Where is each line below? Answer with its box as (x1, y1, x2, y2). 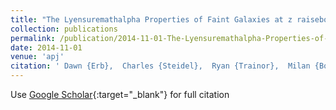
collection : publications (10, 24, 118, 34)
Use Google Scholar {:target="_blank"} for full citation (10, 89, 230, 100)
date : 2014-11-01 (10, 42, 83, 53)
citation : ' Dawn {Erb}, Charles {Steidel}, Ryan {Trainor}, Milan (10, 61, 311, 71)
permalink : (10, 33, 56, 43)
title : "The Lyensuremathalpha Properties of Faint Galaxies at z (10, 14, 293, 25)
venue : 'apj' (10, 52, 65, 62)
